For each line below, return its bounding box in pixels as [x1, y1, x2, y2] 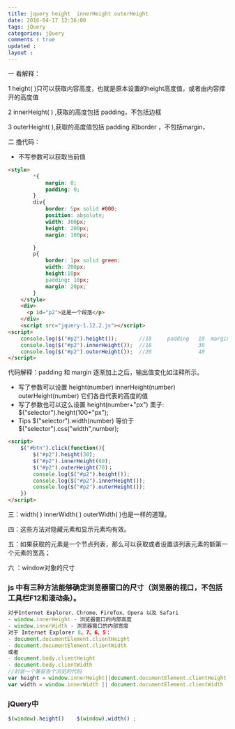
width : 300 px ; [45, 218, 86, 225]
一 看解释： [8, 69, 40, 78]
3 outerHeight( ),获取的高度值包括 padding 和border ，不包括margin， [8, 122, 209, 131]
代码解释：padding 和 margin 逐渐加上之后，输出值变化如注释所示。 [8, 368, 204, 376]
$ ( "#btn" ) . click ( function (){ [20, 445, 105, 452]
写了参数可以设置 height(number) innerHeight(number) [17, 383, 176, 392]
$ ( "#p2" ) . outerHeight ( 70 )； [33, 464, 114, 471]
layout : [8, 50, 33, 57]
